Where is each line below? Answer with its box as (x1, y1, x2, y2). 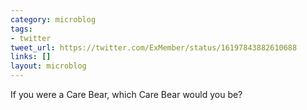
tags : (10, 24, 33, 34)
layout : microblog (10, 61, 87, 71)
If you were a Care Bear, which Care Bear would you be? (10, 89, 243, 100)
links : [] (10, 52, 52, 62)
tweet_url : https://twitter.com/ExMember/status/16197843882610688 (10, 42, 298, 53)
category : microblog (10, 14, 97, 25)
